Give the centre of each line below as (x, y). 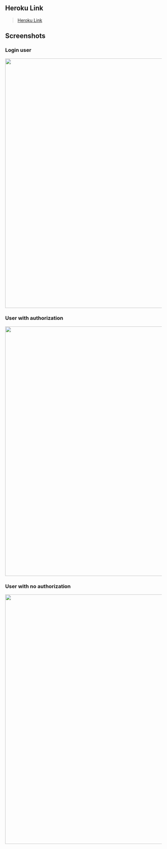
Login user (18, 50)
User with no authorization (38, 586)
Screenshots (25, 36)
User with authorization (34, 318)
